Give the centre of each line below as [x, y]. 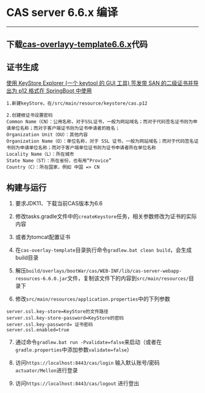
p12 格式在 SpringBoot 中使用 [55, 91]
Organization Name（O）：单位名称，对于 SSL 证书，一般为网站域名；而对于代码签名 [100, 141]
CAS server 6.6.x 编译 [62, 13]
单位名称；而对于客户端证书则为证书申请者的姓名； [65, 128]
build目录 [27, 257]
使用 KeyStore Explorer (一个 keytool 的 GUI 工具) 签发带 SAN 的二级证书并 [100, 83]
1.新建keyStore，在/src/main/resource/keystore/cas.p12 [77, 104]
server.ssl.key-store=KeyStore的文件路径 [57, 311]
